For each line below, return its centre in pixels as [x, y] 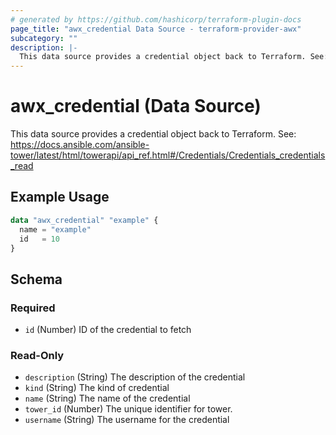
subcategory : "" [44, 38]
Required [33, 308]
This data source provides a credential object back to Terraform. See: [153, 134]
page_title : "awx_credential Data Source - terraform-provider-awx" [156, 29]
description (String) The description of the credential [135, 377]
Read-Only [37, 355]
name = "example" [55, 229]
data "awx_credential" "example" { [84, 220]
